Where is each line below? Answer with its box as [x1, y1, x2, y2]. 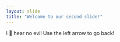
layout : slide [6, 8, 41, 14]
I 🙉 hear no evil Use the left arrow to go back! [6, 29, 115, 36]
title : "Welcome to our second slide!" [6, 14, 103, 20]
